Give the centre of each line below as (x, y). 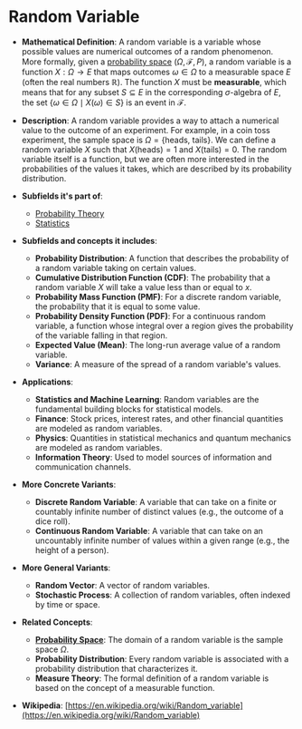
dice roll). (53, 521)
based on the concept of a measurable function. (125, 687)
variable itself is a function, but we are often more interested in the (145, 159)
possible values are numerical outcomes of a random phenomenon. (147, 51)
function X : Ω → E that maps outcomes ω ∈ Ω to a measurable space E (156, 72)
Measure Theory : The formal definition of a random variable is (152, 678)
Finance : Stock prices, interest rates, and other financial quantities (159, 418)
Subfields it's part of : (62, 196)
